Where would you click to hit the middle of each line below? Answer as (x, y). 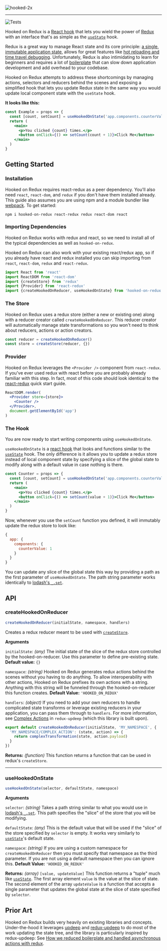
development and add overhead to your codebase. (57, 68)
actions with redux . (25, 944)
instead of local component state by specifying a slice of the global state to (82, 460)
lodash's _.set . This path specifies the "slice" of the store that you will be (80, 813)
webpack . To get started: (31, 205)
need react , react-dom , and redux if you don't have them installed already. (81, 194)
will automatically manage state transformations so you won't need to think (82, 325)
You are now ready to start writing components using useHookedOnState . (79, 439)
